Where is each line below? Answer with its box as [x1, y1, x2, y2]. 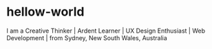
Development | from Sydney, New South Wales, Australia [6, 33, 168, 42]
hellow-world [6, 4, 85, 20]
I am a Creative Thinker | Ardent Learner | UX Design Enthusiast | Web [6, 27, 206, 35]
